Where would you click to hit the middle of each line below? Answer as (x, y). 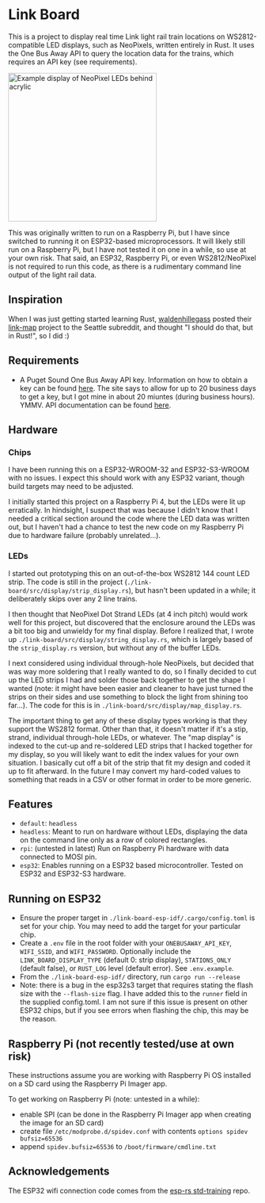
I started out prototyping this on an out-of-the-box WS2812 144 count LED (129, 573)
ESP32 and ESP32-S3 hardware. (73, 874)
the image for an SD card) (62, 1122)
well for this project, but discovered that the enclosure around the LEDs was (132, 622)
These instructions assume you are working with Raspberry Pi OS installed (130, 1075)
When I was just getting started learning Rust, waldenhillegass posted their (130, 319)
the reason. (38, 1019)
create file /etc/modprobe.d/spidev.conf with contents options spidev (134, 1131)
